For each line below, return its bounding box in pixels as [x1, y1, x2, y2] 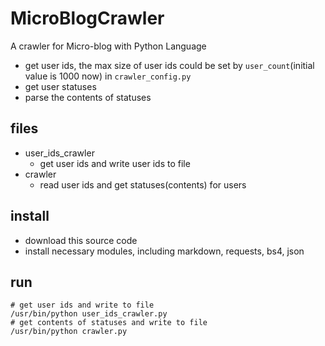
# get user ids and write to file [10, 300, 155, 311]
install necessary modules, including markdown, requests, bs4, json [24, 245, 305, 257]
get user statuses [24, 80, 97, 92]
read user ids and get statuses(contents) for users [39, 178, 247, 191]
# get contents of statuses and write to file [10, 318, 208, 328]
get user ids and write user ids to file [39, 157, 191, 169]
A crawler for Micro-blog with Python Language [10, 40, 207, 52]
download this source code [24, 234, 138, 246]
